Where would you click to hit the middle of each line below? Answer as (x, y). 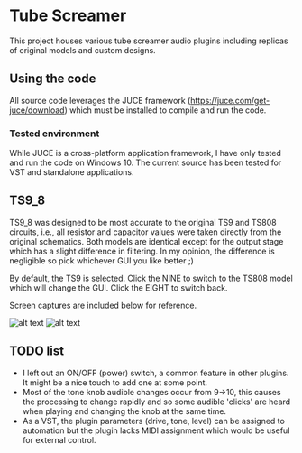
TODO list (37, 351)
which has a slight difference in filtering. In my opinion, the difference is (142, 251)
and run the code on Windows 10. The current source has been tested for (146, 162)
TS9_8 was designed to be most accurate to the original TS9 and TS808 (143, 222)
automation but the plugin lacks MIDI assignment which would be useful (156, 430)
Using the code (53, 79)
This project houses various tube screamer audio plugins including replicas (149, 41)
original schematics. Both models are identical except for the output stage (146, 241)
